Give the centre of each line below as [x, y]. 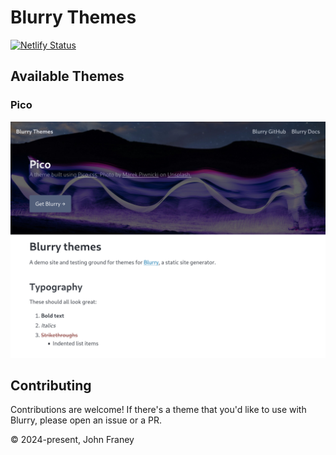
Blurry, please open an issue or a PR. [86, 420]
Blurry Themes [73, 17]
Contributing [51, 386]
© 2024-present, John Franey [72, 440]
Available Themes [67, 76]
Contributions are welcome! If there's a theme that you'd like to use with [158, 410]
